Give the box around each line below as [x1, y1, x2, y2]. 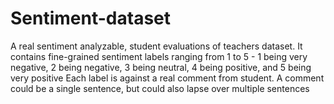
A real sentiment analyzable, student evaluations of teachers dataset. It [10, 40, 303, 52]
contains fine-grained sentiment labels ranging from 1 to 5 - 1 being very [10, 50, 308, 62]
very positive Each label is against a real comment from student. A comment [10, 72, 325, 84]
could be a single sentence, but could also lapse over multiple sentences [10, 82, 310, 94]
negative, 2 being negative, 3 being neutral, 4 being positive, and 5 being [10, 61, 312, 73]
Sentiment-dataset [10, 7, 172, 30]
